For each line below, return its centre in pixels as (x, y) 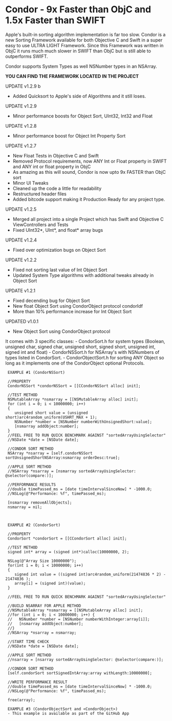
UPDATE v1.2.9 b (23, 86)
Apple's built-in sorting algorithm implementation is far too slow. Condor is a (85, 34)
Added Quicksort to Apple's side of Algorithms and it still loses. (79, 96)
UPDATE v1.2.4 (21, 240)
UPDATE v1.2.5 (21, 209)
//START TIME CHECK (28, 642)
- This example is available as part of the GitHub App (68, 713)
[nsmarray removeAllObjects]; (40, 503)
